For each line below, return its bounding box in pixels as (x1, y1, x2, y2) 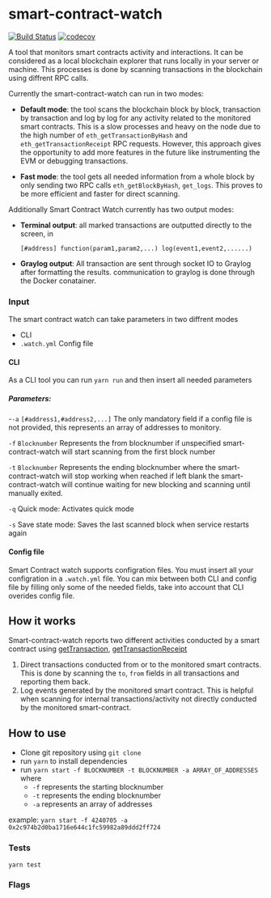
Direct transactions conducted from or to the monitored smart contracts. (19, 660, 261, 670)
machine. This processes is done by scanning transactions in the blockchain (8, 64, 263, 74)
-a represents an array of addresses (32, 799, 153, 809)
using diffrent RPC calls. (8, 73, 89, 83)
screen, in (19, 228, 54, 239)
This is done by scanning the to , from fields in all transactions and (19, 668, 240, 678)
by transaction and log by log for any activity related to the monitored (19, 112, 252, 122)
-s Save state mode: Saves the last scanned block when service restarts (8, 519, 249, 530)
